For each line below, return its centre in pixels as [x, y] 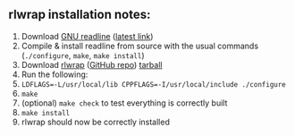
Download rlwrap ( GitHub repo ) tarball [92, 64]
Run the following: [55, 74]
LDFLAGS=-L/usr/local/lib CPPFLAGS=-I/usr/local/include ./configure [154, 84]
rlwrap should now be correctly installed [96, 122]
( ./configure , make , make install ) [83, 55]
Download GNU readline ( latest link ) [87, 36]
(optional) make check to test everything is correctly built [124, 103]
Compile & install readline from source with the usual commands [140, 46]
